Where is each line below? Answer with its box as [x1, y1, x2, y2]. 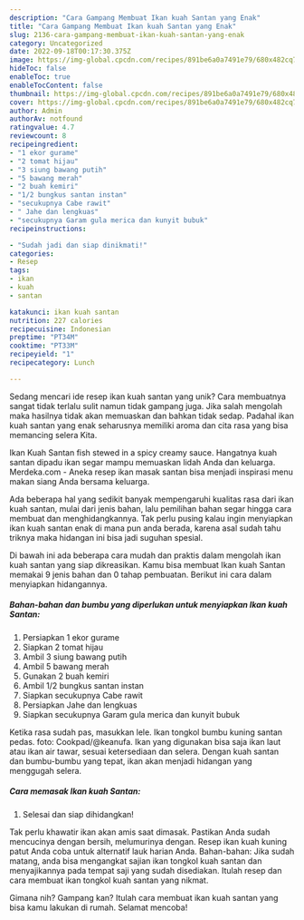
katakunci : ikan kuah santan [9, 308, 119, 317]
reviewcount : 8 [9, 132, 67, 141]
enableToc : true [9, 73, 71, 82]
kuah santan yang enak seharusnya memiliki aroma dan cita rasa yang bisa [9, 419, 289, 431]
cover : [9, 97, 34, 107]
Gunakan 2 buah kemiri [22, 670, 109, 681]
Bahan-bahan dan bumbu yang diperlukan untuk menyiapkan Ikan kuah [9, 600, 288, 611]
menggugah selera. [9, 765, 82, 776]
